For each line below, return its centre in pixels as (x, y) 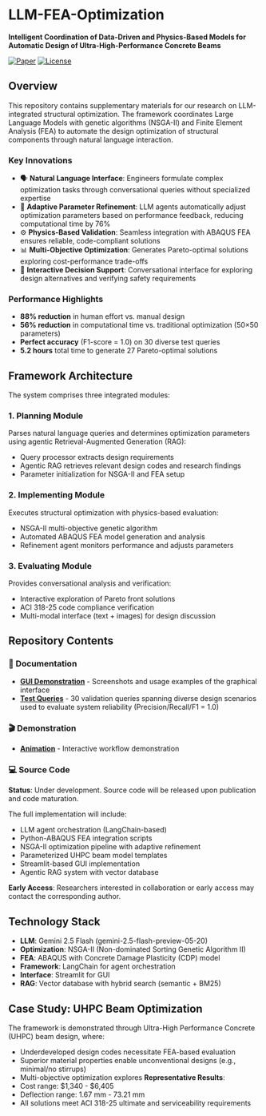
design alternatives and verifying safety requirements (108, 279)
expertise (36, 199)
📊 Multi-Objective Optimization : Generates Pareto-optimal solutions (134, 250)
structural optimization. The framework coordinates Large (139, 114)
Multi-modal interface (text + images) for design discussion (117, 616)
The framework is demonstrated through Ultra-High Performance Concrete (132, 1028)
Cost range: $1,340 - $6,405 (67, 1086)
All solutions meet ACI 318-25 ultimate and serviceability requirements (135, 1102)
